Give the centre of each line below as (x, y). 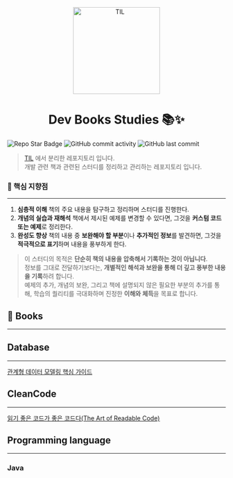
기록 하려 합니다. (53, 277)
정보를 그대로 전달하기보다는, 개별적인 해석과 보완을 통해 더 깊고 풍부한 (119, 267)
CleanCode (32, 394)
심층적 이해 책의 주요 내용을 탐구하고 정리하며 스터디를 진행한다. (103, 209)
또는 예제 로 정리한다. (45, 227)
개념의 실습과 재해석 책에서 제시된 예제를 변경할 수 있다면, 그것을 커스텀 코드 (119, 218)
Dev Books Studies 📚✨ (116, 120)
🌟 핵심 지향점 (28, 186)
